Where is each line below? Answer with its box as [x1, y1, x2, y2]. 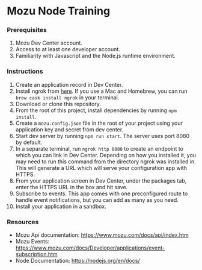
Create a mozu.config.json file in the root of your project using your [15, 119, 183, 127]
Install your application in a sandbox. [15, 202, 107, 210]
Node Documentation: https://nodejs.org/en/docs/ [15, 257, 140, 265]
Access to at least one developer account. [15, 46, 121, 53]
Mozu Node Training [7, 4, 111, 18]
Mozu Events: [15, 238, 50, 245]
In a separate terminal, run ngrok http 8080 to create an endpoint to [15, 145, 184, 152]
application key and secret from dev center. [15, 125, 124, 133]
